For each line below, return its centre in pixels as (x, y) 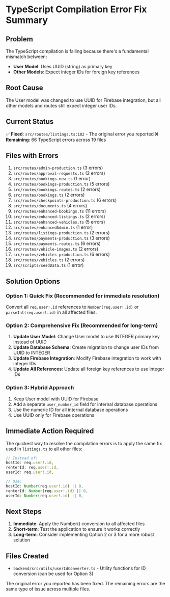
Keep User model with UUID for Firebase (56, 399)
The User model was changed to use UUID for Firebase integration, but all (83, 100)
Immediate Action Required (50, 431)
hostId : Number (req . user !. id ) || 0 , (45, 486)
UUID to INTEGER (32, 353)
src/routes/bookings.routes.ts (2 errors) (57, 189)
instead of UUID (30, 342)
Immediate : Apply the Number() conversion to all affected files (79, 524)
